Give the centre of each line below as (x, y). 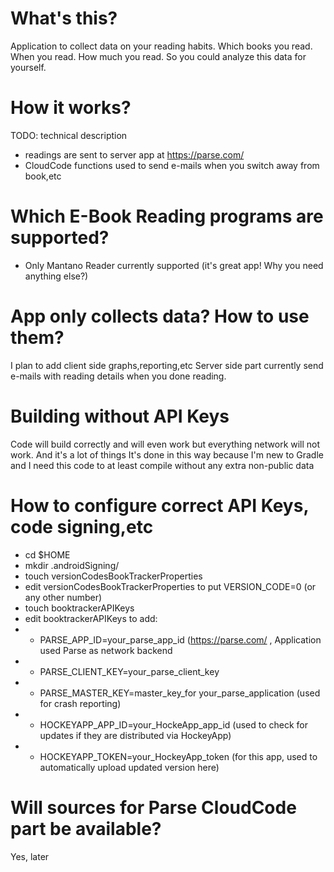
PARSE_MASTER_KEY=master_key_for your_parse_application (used (180, 693)
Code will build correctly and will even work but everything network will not (165, 444)
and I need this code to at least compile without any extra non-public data (162, 465)
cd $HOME (47, 554)
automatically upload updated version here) (129, 767)
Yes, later (30, 856)
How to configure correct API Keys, (159, 505)
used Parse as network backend (106, 650)
